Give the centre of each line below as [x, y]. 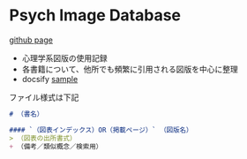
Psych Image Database [95, 15]
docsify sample [50, 79]
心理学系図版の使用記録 [64, 57]
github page [31, 40]
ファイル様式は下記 [44, 97]
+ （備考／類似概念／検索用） [56, 147]
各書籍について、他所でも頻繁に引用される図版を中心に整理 [130, 69]
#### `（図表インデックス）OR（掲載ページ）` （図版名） [101, 130]
